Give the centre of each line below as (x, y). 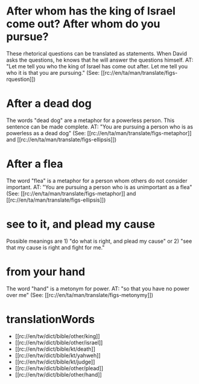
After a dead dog (49, 104)
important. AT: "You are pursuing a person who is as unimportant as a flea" (99, 187)
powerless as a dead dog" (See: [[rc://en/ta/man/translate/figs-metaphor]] (99, 133)
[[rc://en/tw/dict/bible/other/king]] (58, 336)
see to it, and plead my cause (81, 224)
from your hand (46, 271)
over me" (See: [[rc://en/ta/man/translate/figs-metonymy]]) (80, 295)
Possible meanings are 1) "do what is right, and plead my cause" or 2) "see (99, 241)
